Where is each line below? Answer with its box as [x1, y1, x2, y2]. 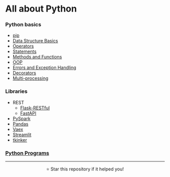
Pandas [12, 121, 29, 127]
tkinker [12, 137, 27, 143]
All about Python [5, 3, 77, 15]
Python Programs [5, 149, 50, 156]
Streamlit [12, 132, 32, 138]
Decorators [12, 70, 36, 76]
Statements [12, 48, 37, 54]
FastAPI [20, 110, 36, 116]
